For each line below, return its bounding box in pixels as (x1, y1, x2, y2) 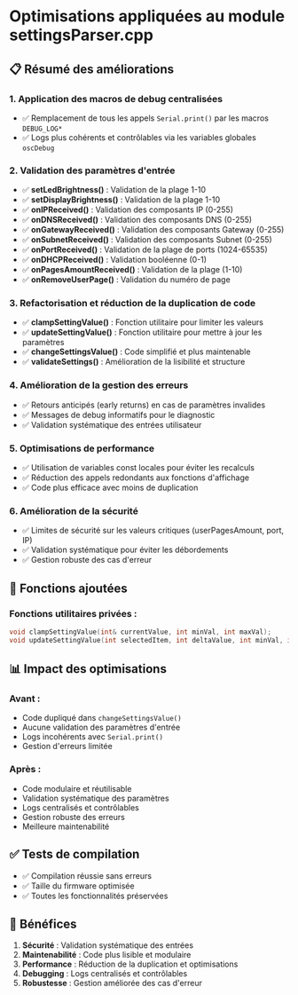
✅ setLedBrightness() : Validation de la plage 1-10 (21, 185, 207, 195)
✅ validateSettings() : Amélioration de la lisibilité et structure (21, 357, 246, 367)
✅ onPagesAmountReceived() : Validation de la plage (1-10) (21, 265, 243, 275)
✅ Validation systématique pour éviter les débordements (21, 544, 229, 556)
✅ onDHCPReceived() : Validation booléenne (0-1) (21, 255, 207, 265)
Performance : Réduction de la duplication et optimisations (21, 959, 239, 969)
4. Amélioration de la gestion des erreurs (9, 379, 189, 391)
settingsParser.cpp (9, 25, 153, 45)
